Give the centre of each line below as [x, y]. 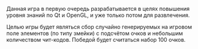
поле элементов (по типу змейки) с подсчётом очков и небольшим [95, 33]
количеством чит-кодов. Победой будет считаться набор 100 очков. [96, 40]
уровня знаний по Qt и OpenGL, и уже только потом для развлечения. [98, 15]
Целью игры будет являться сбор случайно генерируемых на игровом [99, 27]
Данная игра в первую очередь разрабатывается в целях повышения [98, 9]
